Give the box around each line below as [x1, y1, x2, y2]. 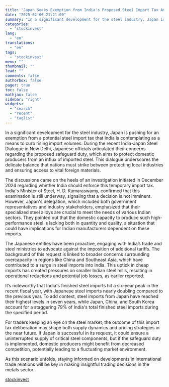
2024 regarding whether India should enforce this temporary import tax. [5, 182, 154, 188]
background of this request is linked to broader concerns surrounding [5, 251, 150, 257]
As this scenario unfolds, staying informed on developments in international [5, 356, 162, 362]
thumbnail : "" [5, 64, 35, 69]
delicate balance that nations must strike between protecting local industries [5, 161, 163, 167]
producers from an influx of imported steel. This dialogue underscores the [5, 156, 159, 162]
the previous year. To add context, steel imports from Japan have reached [5, 293, 159, 299]
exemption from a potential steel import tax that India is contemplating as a [5, 135, 160, 141]
